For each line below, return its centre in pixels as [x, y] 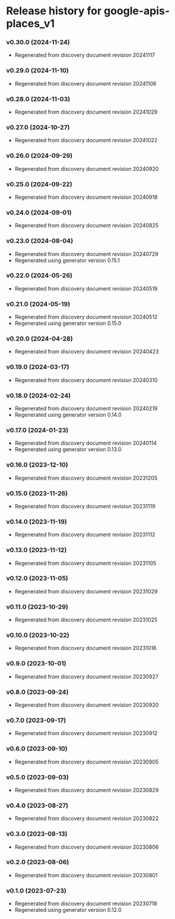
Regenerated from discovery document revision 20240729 [86, 254]
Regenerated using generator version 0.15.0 [68, 323]
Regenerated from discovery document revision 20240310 [86, 380]
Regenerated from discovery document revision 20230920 [87, 705]
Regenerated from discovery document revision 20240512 [86, 317]
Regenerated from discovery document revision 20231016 [86, 648]
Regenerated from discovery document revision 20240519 [86, 288]
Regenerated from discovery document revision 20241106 [85, 83]
